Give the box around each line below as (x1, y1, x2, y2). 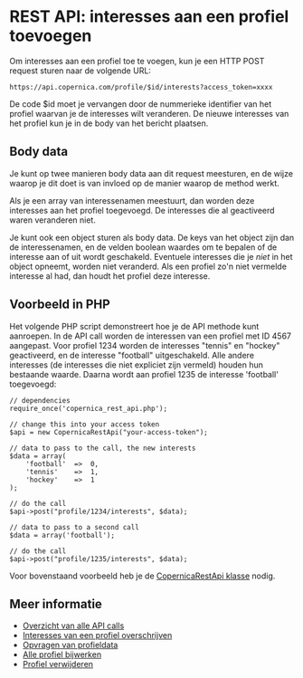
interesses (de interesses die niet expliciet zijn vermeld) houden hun (9, 359, 264, 370)
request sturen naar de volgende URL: (9, 65, 152, 76)
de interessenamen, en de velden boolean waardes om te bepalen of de (9, 242, 278, 253)
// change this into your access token (9, 419, 160, 429)
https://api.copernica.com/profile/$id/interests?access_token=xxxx (9, 82, 273, 91)
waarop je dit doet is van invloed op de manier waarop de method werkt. (9, 177, 280, 188)
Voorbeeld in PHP (9, 297, 110, 312)
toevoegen (9, 25, 92, 46)
